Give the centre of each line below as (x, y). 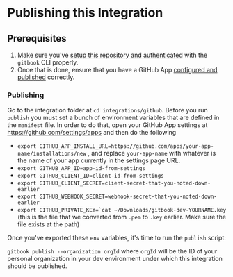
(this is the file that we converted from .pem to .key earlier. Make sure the (122, 217)
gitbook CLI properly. (48, 62)
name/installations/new (52, 154)
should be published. (37, 266)
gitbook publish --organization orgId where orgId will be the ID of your (112, 251)
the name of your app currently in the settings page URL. (99, 160)
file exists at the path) (48, 224)
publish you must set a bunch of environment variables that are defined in (113, 118)
